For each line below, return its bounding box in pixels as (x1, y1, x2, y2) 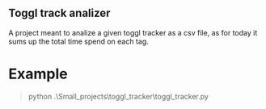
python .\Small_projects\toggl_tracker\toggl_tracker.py (27, 91, 209, 101)
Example (8, 65, 68, 83)
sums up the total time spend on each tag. (8, 36, 150, 46)
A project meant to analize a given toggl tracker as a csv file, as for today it (8, 27, 258, 37)
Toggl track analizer (8, 6, 111, 20)
